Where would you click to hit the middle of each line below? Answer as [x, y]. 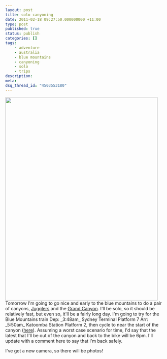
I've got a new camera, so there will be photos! [54, 350]
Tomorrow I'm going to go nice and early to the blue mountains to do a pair [83, 303]
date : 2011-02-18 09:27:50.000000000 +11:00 [53, 19]
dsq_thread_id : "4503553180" [36, 85]
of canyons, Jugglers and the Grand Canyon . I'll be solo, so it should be [80, 308]
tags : [11, 43]
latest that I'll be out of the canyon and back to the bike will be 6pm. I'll [79, 335]
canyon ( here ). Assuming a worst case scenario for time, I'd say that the [81, 330]
